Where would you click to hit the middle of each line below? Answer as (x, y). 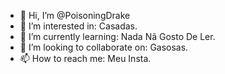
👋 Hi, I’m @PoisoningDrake (75, 15)
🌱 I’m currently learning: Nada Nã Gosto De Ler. (117, 36)
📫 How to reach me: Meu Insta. (85, 58)
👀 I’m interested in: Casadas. (78, 26)
